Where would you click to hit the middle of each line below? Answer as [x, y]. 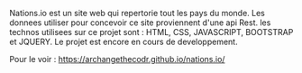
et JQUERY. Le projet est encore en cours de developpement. [124, 41]
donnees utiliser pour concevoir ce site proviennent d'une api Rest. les [140, 23]
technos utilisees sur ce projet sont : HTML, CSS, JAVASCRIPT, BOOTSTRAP [151, 32]
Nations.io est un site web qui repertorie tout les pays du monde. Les [137, 13]
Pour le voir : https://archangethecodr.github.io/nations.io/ [117, 59]
